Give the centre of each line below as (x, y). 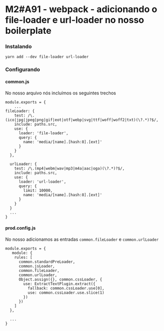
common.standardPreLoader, (47, 262)
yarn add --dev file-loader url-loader (47, 57)
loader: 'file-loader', (44, 133)
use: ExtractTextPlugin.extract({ (59, 284)
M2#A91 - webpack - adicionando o (81, 9)
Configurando (23, 70)
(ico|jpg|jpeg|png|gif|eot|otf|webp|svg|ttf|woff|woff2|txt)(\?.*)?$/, (82, 120)
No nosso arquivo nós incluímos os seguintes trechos (61, 93)
